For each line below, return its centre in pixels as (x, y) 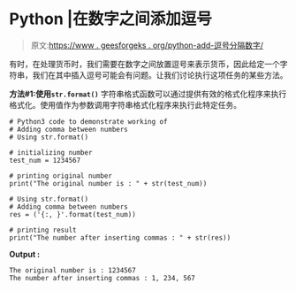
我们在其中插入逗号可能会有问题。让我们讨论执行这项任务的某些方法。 (160, 75)
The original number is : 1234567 (73, 270)
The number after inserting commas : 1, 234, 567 (102, 278)
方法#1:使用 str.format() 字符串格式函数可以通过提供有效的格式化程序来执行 (148, 94)
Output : (25, 254)
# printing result (43, 230)
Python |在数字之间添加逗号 (110, 19)
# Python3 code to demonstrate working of (88, 121)
